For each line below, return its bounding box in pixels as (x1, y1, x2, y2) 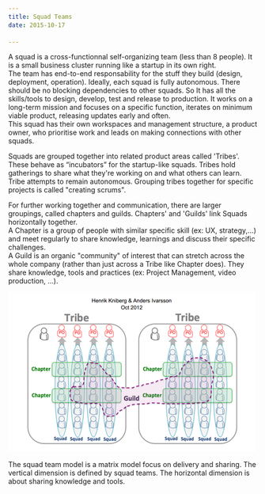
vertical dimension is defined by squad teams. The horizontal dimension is (8, 468, 251, 478)
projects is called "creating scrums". (8, 185, 127, 195)
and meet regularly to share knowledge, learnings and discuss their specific (8, 234, 256, 244)
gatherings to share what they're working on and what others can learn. (8, 169, 242, 178)
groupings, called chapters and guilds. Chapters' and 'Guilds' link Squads (8, 209, 248, 218)
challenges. (8, 242, 46, 253)
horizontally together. (8, 218, 78, 227)
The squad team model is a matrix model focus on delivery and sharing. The (8, 460, 257, 469)
